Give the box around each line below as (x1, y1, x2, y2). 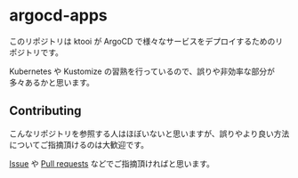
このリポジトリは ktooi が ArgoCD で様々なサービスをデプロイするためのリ (9, 36, 284, 46)
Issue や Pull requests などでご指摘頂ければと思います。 (9, 158, 215, 169)
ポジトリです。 (9, 46, 64, 58)
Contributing (9, 103, 82, 118)
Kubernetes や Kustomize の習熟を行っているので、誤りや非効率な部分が (9, 66, 276, 77)
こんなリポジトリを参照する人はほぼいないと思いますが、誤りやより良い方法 (9, 128, 290, 139)
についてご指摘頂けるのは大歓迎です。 (9, 139, 149, 150)
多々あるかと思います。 (9, 77, 95, 87)
